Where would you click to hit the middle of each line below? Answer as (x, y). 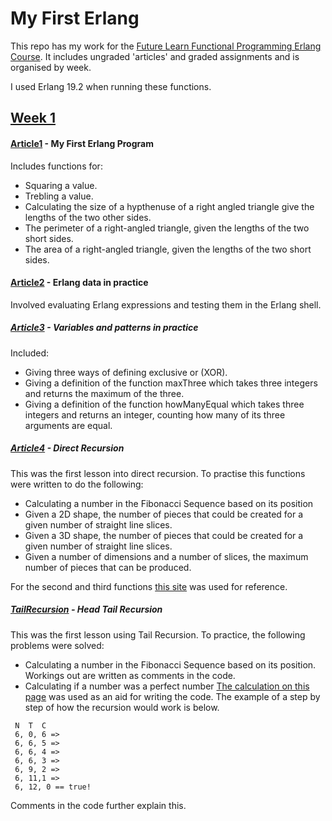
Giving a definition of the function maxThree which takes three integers (171, 383)
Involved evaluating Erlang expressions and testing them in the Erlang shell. (166, 304)
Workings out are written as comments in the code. (130, 675)
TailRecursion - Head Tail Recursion (86, 609)
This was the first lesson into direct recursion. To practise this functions (158, 473)
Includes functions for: (56, 166)
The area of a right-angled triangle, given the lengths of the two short (168, 249)
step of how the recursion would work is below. (122, 707)
